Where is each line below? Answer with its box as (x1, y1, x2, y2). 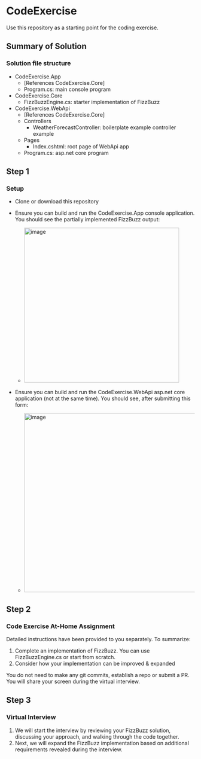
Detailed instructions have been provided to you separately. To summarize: (6, 636, 191, 642)
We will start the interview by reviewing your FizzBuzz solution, (14, 727, 171, 734)
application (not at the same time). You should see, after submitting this (14, 395, 191, 402)
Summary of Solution (6, 41, 87, 51)
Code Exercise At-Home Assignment (6, 622, 115, 630)
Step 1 (6, 166, 30, 177)
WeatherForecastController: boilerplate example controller (32, 124, 176, 131)
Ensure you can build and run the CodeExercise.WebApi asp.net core (14, 389, 185, 396)
